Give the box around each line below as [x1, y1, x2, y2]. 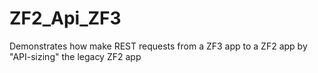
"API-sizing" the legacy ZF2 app [9, 50, 142, 62]
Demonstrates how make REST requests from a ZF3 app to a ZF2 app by [9, 40, 308, 52]
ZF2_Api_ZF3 [9, 7, 122, 30]
